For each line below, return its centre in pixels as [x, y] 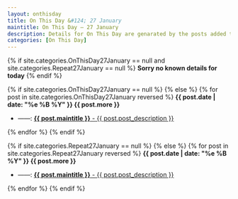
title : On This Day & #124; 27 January [64, 21]
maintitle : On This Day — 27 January [63, 27]
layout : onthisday [34, 14]
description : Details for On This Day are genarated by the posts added [117, 34]
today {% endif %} [35, 76]
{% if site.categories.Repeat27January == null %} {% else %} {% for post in [118, 146]
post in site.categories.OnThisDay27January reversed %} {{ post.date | [112, 97]
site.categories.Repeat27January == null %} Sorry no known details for [112, 68]
